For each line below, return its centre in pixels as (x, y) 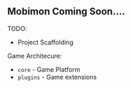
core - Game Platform (49, 69)
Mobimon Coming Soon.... (66, 12)
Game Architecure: (35, 56)
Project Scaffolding (46, 42)
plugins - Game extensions (57, 77)
